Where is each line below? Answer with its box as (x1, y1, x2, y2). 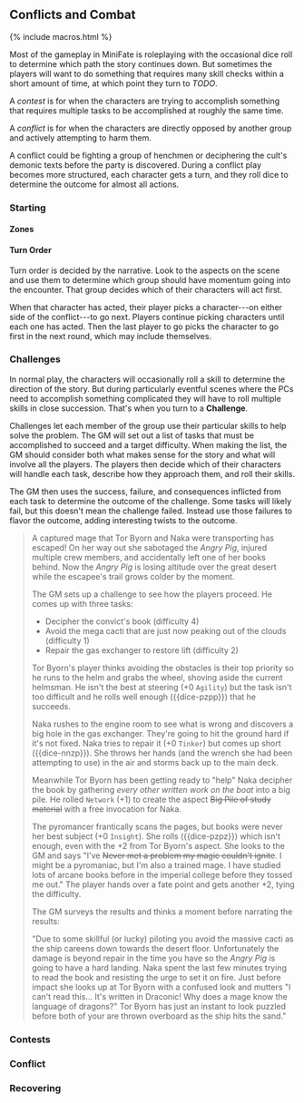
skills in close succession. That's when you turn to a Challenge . (9, 403, 248, 414)
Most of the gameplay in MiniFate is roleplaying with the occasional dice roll (9, 49, 293, 60)
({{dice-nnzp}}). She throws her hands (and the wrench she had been (31, 747, 293, 758)
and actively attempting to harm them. (9, 132, 152, 143)
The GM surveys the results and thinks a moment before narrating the (31, 906, 293, 917)
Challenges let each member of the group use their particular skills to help (9, 420, 287, 431)
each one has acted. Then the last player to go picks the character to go (9, 321, 279, 332)
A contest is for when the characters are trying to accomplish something (9, 95, 280, 106)
